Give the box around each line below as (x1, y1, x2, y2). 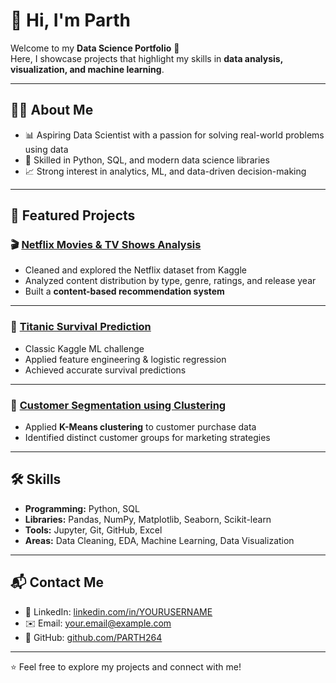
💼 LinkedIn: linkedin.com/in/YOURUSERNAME (24, 605, 213, 618)
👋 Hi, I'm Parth (10, 9, 131, 32)
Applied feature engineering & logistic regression (24, 353, 227, 365)
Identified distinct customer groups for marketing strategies (24, 432, 271, 444)
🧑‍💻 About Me (10, 102, 94, 119)
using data (24, 143, 69, 155)
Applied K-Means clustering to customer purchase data (24, 421, 257, 433)
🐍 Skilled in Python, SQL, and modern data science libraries (24, 154, 270, 166)
